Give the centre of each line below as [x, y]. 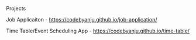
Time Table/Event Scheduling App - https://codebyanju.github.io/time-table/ [98, 31]
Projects [16, 8]
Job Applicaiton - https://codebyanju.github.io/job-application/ [82, 19]
